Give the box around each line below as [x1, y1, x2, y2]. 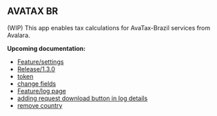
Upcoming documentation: [7, 44, 86, 52]
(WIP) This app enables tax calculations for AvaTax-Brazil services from [7, 23, 211, 32]
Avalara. [7, 31, 30, 39]
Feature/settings [17, 58, 64, 66]
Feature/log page [17, 86, 67, 95]
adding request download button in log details [17, 94, 148, 102]
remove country [17, 101, 63, 109]
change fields [17, 79, 56, 88]
